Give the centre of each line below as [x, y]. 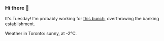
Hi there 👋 [17, 8]
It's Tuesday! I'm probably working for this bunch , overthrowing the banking [82, 19]
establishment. [20, 24]
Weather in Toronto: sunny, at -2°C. [41, 34]
